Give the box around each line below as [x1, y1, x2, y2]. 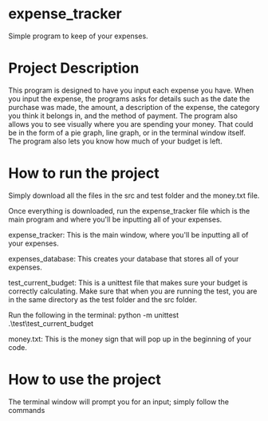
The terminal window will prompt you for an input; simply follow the [8, 396, 230, 407]
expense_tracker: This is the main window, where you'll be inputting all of [8, 230, 249, 239]
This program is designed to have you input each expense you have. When [8, 85, 254, 95]
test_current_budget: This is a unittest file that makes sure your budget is [8, 277, 248, 287]
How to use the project [8, 371, 161, 388]
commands [8, 405, 45, 415]
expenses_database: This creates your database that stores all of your [8, 254, 239, 263]
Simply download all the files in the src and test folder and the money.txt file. [8, 191, 260, 200]
